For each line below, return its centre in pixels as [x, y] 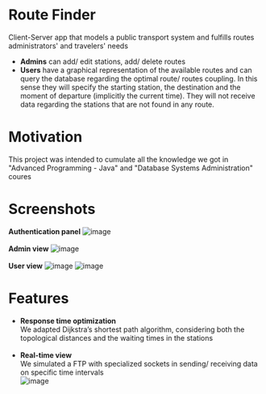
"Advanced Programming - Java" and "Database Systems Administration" [131, 168]
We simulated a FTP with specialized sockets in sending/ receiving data [139, 363]
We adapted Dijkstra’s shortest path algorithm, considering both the [132, 329]
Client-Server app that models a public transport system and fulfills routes [131, 37]
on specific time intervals [62, 372]
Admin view [29, 249]
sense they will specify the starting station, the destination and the [130, 87]
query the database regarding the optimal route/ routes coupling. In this [139, 78]
